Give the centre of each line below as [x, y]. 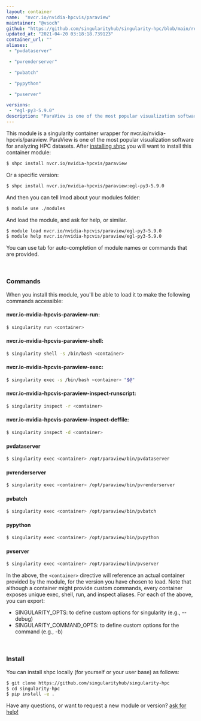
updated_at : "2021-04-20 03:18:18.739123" [60, 34]
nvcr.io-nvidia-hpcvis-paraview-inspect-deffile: [68, 420]
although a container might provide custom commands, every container [95, 588]
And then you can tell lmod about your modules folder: [73, 197]
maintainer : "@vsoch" [33, 23]
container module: [29, 152]
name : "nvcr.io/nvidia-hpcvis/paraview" [59, 17]
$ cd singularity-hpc [33, 689]
